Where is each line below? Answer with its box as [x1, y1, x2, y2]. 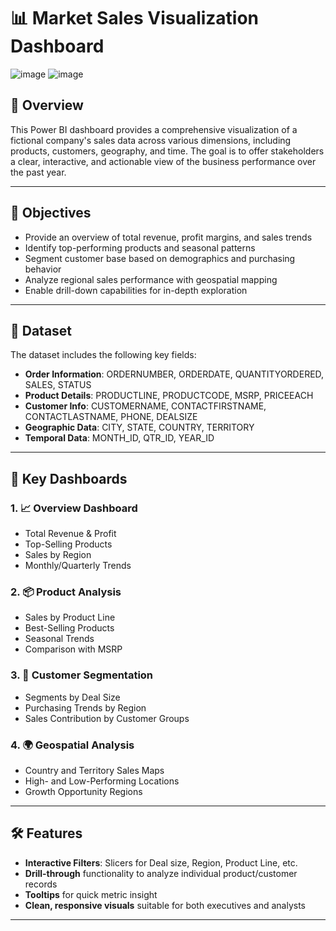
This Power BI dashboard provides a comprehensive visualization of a [10, 123, 298, 135]
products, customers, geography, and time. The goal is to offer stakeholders [10, 145, 325, 157]
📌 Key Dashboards [10, 470, 128, 487]
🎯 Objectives [10, 205, 92, 222]
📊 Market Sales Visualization [10, 7, 260, 30]
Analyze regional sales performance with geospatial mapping [24, 273, 278, 285]
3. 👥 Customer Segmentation [10, 668, 154, 682]
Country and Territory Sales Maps [24, 764, 165, 776]
